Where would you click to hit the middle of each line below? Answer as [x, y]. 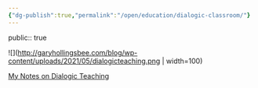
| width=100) [182, 61]
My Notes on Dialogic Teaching [59, 76]
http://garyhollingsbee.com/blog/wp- [78, 52]
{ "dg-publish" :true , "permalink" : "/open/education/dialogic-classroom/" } [129, 15]
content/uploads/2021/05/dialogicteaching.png [84, 61]
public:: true [27, 37]
